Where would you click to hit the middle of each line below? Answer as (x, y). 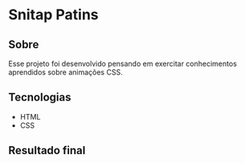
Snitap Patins (53, 15)
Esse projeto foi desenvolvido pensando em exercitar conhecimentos (122, 63)
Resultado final (47, 151)
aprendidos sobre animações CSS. (65, 72)
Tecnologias (40, 98)
